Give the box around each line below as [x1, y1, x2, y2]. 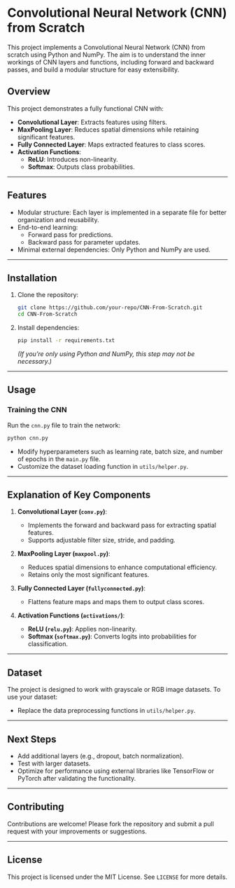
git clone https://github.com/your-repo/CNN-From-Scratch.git [17, 304, 203, 311]
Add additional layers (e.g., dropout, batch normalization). [17, 752, 184, 760]
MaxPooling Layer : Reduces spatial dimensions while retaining [17, 125, 199, 134]
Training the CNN [7, 405, 68, 415]
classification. [27, 640, 69, 648]
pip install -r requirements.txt [17, 337, 115, 344]
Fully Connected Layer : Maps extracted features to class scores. [17, 140, 206, 149]
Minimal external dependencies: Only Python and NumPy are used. [17, 245, 211, 254]
